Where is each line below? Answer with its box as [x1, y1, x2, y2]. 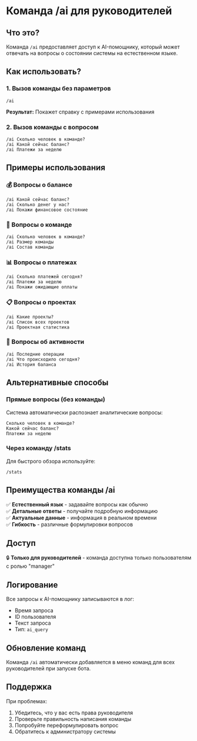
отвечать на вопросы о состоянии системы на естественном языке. [6, 50, 178, 57]
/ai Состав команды [6, 244, 54, 250]
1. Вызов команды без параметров [6, 84, 111, 93]
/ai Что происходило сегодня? [6, 356, 81, 362]
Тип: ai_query [14, 626, 48, 633]
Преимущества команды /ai [6, 485, 115, 495]
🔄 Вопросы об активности [6, 338, 85, 346]
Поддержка [6, 682, 52, 692]
